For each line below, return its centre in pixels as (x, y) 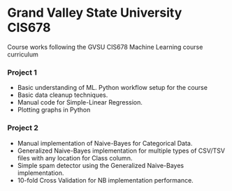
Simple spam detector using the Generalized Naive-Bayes (100, 165)
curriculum (23, 54)
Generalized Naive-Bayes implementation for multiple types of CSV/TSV (121, 151)
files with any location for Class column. (75, 158)
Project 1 (22, 72)
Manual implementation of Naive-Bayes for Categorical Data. (105, 143)
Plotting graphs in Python (54, 110)
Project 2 (23, 128)
